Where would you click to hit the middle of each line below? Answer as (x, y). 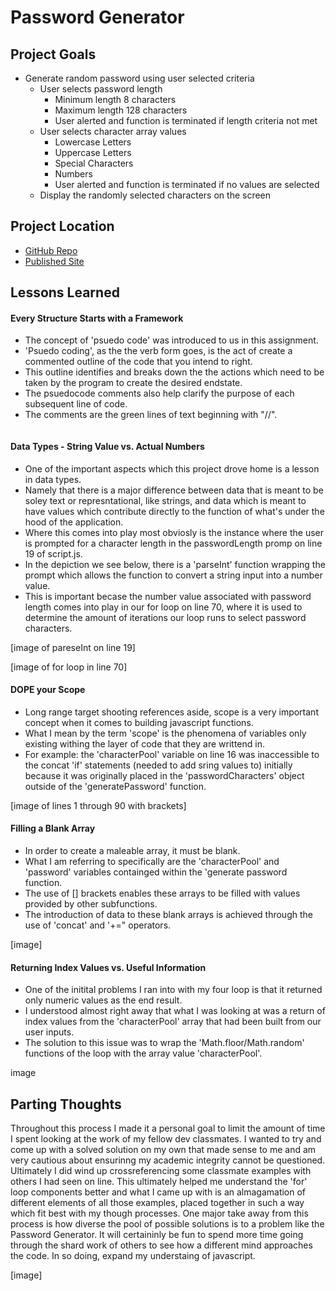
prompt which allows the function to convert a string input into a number (173, 575)
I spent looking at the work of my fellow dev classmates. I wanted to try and (166, 1139)
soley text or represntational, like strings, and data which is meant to (165, 500)
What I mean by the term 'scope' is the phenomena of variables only (165, 733)
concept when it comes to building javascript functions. (139, 722)
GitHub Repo (51, 250)
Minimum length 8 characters (115, 99)
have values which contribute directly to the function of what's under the (174, 511)
